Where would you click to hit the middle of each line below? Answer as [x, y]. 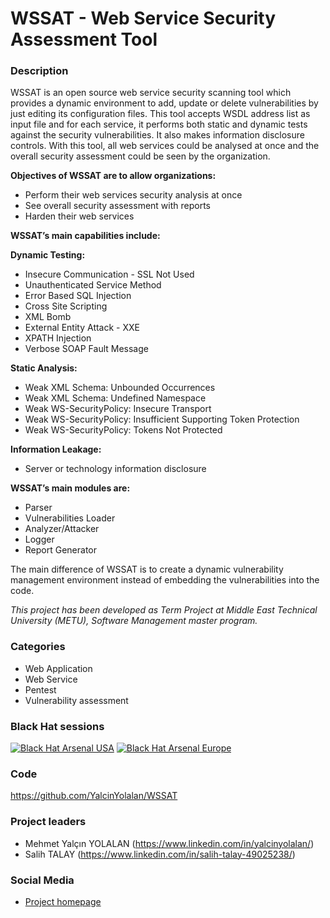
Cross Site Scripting [66, 306]
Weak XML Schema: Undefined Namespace [115, 398]
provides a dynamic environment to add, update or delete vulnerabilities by [164, 103]
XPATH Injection [58, 338]
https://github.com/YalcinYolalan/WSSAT [94, 796]
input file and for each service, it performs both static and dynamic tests [159, 124]
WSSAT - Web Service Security [143, 18]
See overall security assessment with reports [117, 206]
